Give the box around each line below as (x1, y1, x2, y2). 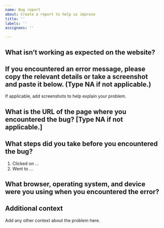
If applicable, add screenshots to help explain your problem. (5, 93, 127, 99)
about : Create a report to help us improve (5, 12, 96, 17)
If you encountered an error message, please (5, 65, 146, 73)
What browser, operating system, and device (5, 180, 146, 188)
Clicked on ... (12, 161, 39, 166)
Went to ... (12, 165, 33, 171)
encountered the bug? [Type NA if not (5, 115, 123, 124)
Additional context (5, 204, 63, 213)
